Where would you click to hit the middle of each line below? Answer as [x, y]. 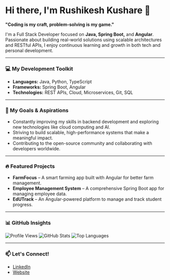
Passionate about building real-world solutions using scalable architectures [83, 40]
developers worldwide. [36, 148]
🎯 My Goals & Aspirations [37, 110]
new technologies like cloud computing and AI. [61, 127]
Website [21, 272]
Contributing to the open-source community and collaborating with [82, 143]
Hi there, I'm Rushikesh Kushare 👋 [78, 10]
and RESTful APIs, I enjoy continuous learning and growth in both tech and [83, 45]
